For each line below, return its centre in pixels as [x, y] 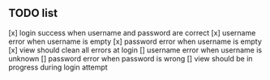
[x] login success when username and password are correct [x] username [132, 32]
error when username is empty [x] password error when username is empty [135, 41]
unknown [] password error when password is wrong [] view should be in [131, 58]
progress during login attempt [58, 67]
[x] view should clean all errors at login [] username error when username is [135, 50]
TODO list [33, 13]
